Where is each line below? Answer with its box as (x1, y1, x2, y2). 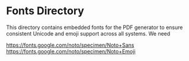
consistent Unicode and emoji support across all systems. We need (6, 30, 171, 37)
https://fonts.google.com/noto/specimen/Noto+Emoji (6, 47, 136, 54)
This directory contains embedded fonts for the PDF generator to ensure (6, 24, 183, 31)
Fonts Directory (6, 4, 85, 18)
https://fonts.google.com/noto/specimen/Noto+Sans (6, 41, 134, 49)
